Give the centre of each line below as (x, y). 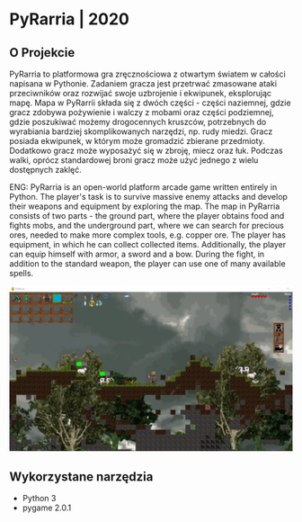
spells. (22, 273)
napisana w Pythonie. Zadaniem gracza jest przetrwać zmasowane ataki (143, 84)
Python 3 (39, 499)
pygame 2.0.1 (47, 508)
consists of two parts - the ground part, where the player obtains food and (147, 216)
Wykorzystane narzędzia (81, 477)
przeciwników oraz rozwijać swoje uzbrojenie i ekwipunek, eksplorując (141, 93)
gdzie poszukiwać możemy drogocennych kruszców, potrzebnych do (138, 122)
